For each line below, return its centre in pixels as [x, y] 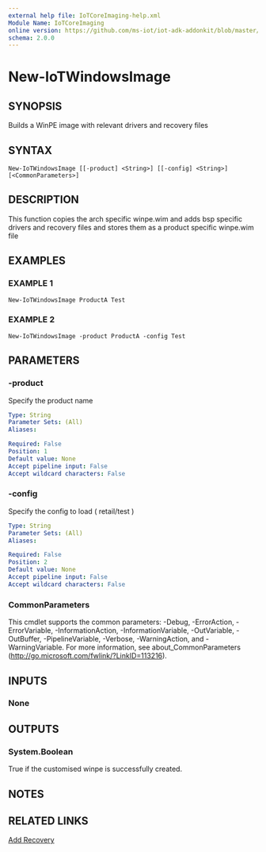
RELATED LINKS [48, 821]
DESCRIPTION [44, 200]
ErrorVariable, [31, 630]
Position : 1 [28, 452]
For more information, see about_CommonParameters [154, 647]
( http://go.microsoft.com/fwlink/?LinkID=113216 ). [88, 656]
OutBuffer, [25, 639]
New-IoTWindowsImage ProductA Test [67, 300]
